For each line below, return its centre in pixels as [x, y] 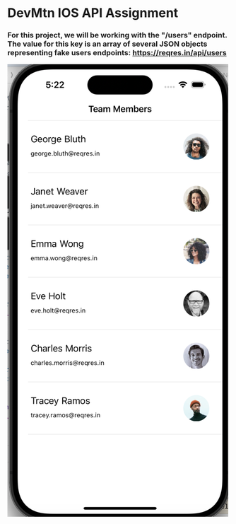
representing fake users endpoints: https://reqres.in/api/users [117, 53]
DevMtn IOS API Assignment [93, 13]
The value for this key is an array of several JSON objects [107, 44]
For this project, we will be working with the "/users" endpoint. [117, 35]
